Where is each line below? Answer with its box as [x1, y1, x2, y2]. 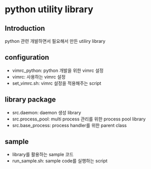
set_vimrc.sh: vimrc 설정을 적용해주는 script [12, 80, 102, 86]
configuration [5, 53, 49, 62]
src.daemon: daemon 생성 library [12, 109, 81, 115]
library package [5, 95, 56, 104]
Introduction [5, 24, 45, 33]
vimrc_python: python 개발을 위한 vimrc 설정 [12, 67, 104, 74]
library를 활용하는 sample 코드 [12, 152, 74, 158]
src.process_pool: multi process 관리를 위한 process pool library [12, 116, 146, 122]
